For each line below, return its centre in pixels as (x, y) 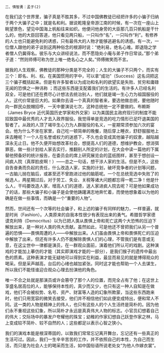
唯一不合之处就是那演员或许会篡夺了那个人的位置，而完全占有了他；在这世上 (82, 280)
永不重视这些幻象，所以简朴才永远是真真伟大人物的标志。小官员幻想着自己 (84, 310)
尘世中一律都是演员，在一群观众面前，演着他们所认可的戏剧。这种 (88, 245)
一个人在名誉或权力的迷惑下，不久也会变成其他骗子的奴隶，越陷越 (92, 137)
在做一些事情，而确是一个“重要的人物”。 (54, 198)
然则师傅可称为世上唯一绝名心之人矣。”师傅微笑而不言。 (75, 59)
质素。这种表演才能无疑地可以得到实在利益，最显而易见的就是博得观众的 (86, 257)
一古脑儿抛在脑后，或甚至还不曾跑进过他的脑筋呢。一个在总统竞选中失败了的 (82, 174)
